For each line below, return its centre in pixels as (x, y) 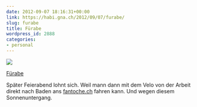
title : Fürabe (24, 28)
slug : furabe (23, 23)
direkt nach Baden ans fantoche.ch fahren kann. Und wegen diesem (90, 91)
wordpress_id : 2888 (31, 34)
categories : (21, 39)
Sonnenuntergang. (29, 97)
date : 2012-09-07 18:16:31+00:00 (48, 12)
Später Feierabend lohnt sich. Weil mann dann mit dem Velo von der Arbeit (98, 85)
